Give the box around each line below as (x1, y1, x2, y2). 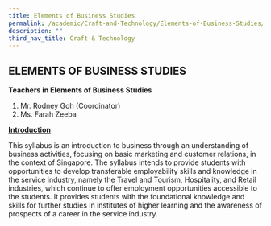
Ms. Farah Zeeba (19, 109, 77, 119)
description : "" (8, 27, 63, 35)
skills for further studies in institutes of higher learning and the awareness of (8, 200, 262, 210)
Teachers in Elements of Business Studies (8, 85, 152, 95)
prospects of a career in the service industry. (8, 209, 158, 219)
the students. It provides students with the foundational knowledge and (8, 192, 245, 202)
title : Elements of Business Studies (8, 11, 135, 20)
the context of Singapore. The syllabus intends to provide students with (8, 158, 246, 167)
